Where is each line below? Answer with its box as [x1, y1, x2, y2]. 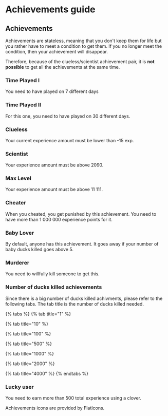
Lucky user [5, 383, 34, 390]
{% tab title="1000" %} [5, 350, 54, 356]
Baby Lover [5, 229, 34, 236]
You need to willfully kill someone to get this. [5, 271, 100, 277]
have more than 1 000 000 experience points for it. [5, 216, 113, 222]
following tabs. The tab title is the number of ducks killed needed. [5, 300, 144, 307]
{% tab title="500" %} [5, 341, 52, 347]
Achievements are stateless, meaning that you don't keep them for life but [5, 37, 162, 44]
